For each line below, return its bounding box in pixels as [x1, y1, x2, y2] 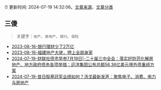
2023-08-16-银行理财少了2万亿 [11, 43, 74, 49]
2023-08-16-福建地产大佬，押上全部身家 [11, 50, 93, 55]
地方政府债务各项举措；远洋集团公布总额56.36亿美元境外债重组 [24, 62, 150, 67]
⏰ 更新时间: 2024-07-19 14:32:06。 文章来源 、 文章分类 [4, 4, 113, 10]
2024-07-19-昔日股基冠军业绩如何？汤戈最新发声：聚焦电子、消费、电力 [11, 74, 156, 79]
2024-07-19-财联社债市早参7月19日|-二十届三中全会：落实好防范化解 [11, 55, 149, 61]
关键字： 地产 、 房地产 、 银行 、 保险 [16, 33, 79, 39]
